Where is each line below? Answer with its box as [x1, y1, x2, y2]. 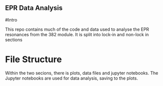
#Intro [5, 17, 17, 22]
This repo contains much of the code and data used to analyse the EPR [5, 26, 149, 32]
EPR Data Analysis [5, 4, 63, 12]
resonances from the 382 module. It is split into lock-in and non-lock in [5, 31, 149, 37]
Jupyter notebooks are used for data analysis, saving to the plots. [5, 75, 138, 81]
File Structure [5, 54, 62, 65]
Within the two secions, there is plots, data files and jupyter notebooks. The [5, 70, 159, 76]
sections [5, 37, 23, 43]
